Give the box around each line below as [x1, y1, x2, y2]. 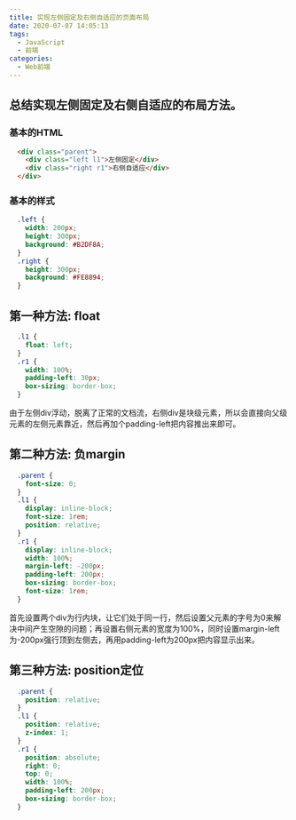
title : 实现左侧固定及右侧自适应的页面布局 [9, 12, 150, 22]
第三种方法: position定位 [9, 663, 144, 678]
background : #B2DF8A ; [25, 240, 105, 249]
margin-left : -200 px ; [25, 561, 105, 571]
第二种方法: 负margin [9, 447, 126, 462]
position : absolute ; [25, 752, 101, 762]
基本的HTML [9, 126, 64, 139]
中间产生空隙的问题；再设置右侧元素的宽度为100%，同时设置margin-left [16, 623, 280, 633]
